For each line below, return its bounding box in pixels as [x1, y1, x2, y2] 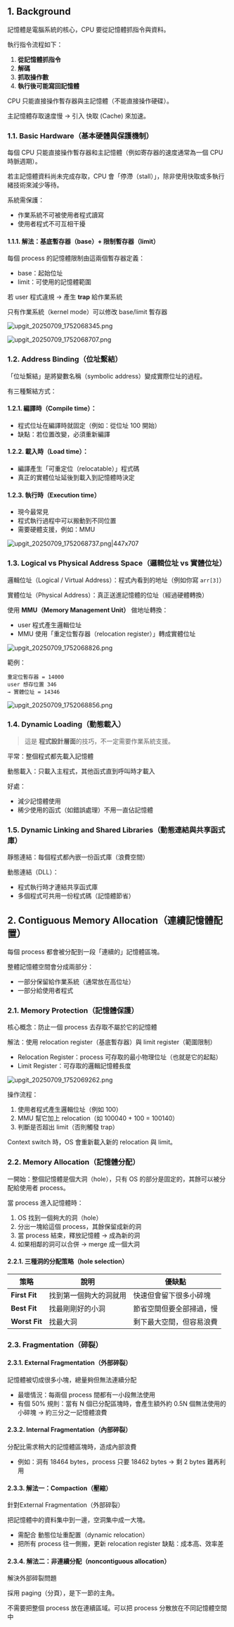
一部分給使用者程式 [17, 986, 74, 994]
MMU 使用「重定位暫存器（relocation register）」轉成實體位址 [17, 629, 196, 638]
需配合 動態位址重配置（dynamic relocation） [17, 1530, 149, 1539]
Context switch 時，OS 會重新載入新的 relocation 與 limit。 [7, 1138, 177, 1146]
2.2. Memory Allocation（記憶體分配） [7, 1157, 141, 1167]
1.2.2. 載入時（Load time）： [7, 447, 89, 456]
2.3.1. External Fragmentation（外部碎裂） [7, 1359, 132, 1367]
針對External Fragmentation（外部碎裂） [7, 1501, 124, 1509]
